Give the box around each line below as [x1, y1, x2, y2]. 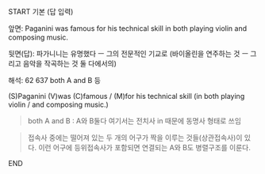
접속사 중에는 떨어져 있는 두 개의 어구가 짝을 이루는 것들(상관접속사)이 [27, 133, 243, 142]
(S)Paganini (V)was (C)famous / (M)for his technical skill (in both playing [8, 92, 245, 100]
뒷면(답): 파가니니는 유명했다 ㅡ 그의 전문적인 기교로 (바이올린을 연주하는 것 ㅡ [8, 49, 248, 58]
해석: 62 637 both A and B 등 [8, 76, 102, 85]
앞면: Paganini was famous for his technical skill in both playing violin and [8, 24, 248, 33]
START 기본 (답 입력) [8, 7, 74, 16]
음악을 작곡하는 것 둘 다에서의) [22, 59, 117, 68]
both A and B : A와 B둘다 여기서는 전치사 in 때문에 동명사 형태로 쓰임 [27, 116, 242, 125]
